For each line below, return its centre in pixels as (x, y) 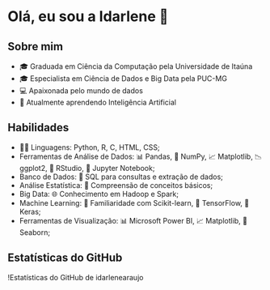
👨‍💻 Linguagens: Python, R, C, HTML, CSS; (89, 147)
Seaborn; (34, 232)
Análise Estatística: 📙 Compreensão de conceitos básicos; (116, 185)
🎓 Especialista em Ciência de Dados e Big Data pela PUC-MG (123, 79)
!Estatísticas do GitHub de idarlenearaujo (76, 277)
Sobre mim (36, 47)
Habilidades (38, 128)
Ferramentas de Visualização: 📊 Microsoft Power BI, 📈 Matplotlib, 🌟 (133, 220)
